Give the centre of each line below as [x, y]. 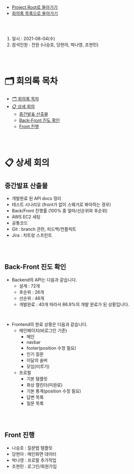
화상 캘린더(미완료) [44, 385]
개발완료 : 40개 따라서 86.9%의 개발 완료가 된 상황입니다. [74, 304]
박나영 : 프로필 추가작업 [34, 460]
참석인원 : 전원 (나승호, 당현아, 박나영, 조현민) [55, 45]
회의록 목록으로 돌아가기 [35, 13]
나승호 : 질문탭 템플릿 [32, 448]
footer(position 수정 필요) [51, 348]
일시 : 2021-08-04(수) [33, 39]
